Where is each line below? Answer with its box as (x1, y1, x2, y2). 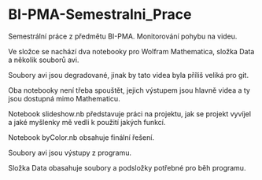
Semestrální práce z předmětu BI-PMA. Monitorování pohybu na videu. (8, 31, 238, 41)
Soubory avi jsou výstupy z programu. (8, 148, 132, 157)
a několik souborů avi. (8, 55, 79, 64)
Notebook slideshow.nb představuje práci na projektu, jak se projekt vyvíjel (8, 108, 252, 119)
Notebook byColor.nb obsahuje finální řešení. (8, 132, 155, 142)
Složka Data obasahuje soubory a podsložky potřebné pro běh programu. (8, 163, 246, 172)
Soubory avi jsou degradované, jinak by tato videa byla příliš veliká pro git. (8, 70, 249, 79)
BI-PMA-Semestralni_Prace (8, 6, 192, 24)
